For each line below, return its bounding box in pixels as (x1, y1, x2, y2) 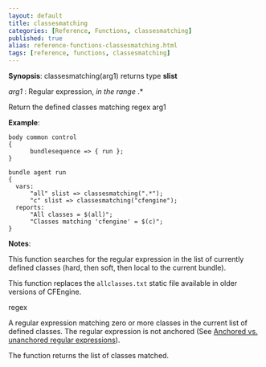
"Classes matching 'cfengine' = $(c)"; (29, 218, 163, 226)
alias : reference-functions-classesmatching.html (8, 42, 178, 50)
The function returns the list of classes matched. (8, 351, 170, 360)
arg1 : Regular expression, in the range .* (8, 87, 144, 96)
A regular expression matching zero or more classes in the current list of (8, 318, 248, 328)
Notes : (8, 239, 31, 248)
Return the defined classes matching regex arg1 (8, 102, 166, 112)
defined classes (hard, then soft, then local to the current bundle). (8, 263, 227, 272)
